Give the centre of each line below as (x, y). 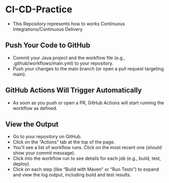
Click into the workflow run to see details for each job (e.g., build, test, (87, 158)
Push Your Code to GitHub (48, 45)
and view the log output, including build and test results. (72, 175)
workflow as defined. (35, 108)
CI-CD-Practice (39, 10)
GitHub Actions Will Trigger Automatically (74, 90)
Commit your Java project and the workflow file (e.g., (69, 58)
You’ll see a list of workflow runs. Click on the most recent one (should (87, 148)
